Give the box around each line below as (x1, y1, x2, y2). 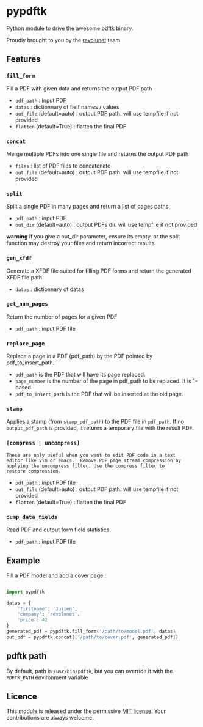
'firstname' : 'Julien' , (17, 605, 78, 612)
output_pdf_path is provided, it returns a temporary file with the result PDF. (6, 424, 194, 432)
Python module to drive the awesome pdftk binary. (6, 24, 134, 32)
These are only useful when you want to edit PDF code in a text (6, 452, 176, 458)
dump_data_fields (6, 514, 58, 520)
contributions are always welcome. (6, 714, 94, 721)
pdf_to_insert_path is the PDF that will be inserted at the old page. (15, 390, 183, 398)
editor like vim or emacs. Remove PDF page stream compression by (6, 457, 182, 463)
